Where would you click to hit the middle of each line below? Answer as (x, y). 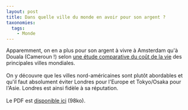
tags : (18, 28)
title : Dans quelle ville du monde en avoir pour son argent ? (86, 17)
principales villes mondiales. (41, 63)
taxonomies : (21, 22)
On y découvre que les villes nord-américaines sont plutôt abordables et (95, 76)
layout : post (22, 12)
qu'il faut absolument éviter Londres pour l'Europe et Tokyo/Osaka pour (94, 82)
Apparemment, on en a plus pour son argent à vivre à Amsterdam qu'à (92, 50)
